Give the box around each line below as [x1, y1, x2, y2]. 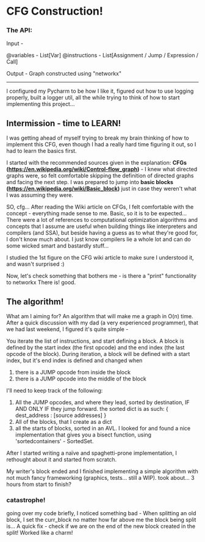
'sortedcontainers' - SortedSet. [15, 438, 94, 445]
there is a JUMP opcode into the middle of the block [15, 375, 146, 382]
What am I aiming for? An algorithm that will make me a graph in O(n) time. [6, 313, 193, 320]
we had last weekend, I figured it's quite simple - [6, 326, 129, 333]
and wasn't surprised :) [6, 260, 65, 268]
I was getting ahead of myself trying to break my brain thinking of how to [6, 134, 189, 141]
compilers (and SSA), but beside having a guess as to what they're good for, [6, 229, 198, 237]
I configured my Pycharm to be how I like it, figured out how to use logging [6, 87, 194, 95]
